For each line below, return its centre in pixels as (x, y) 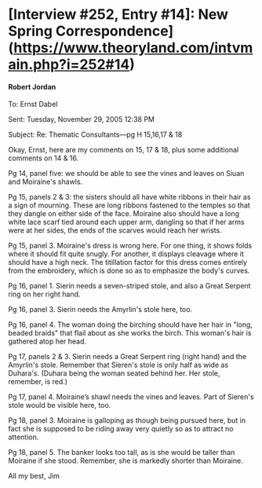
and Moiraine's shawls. (45, 182)
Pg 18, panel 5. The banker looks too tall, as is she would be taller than (122, 453)
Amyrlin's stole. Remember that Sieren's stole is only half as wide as (118, 365)
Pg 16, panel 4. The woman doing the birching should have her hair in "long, (131, 325)
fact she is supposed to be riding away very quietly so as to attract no (121, 429)
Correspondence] (115, 31)
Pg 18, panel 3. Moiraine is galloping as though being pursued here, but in (127, 420)
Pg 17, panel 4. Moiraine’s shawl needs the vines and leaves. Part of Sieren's (131, 397)
